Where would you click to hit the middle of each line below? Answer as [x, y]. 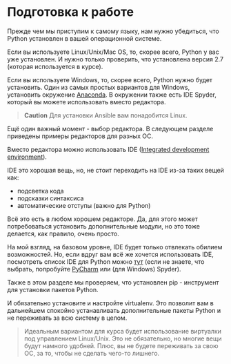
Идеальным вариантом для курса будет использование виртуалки [123, 331]
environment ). [27, 157]
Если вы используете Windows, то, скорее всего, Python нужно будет [110, 79]
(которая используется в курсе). [55, 66]
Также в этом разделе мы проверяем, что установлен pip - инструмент [113, 282]
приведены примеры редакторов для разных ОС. [80, 136]
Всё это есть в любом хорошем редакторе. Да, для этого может [102, 219]
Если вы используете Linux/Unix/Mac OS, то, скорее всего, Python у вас [113, 52]
